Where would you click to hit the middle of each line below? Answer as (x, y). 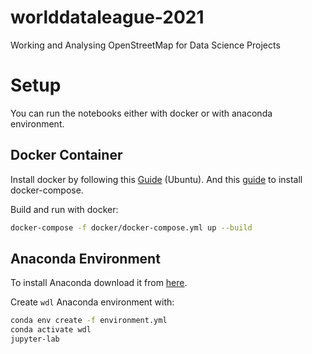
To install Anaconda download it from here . (99, 283)
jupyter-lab (35, 339)
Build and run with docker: (64, 209)
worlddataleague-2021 (107, 17)
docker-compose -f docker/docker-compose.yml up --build (131, 227)
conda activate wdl (51, 330)
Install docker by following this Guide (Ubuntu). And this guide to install (156, 179)
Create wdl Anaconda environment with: (92, 302)
